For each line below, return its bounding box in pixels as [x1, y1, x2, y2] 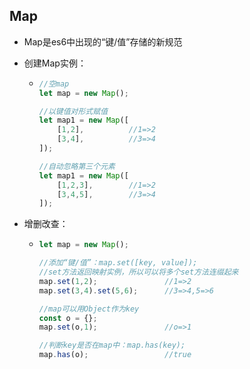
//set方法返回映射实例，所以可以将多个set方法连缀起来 [38, 267, 239, 278]
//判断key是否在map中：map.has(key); [38, 340, 186, 351]
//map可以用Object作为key [38, 304, 140, 314]
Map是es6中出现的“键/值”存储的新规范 [23, 35, 183, 48]
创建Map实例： [23, 57, 87, 69]
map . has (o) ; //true [38, 350, 192, 360]
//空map [38, 79, 70, 89]
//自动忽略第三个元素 [38, 161, 116, 171]
